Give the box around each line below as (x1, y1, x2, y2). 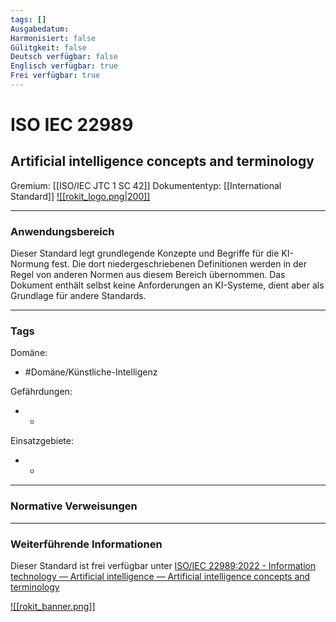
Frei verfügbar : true (10, 71, 101, 81)
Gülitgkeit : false (10, 42, 87, 53)
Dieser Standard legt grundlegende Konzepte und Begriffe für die (10, 247, 280, 260)
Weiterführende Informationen (10, 537, 163, 551)
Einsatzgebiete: (10, 435, 74, 447)
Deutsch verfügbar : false (10, 52, 118, 62)
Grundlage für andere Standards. (10, 290, 147, 302)
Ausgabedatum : (10, 24, 70, 34)
